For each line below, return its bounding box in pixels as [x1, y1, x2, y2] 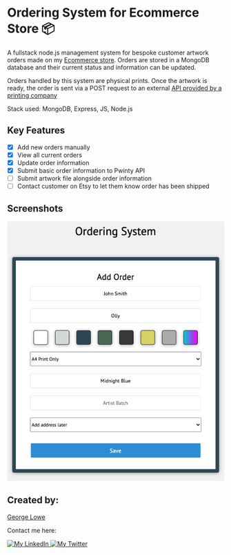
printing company [7, 91, 57, 100]
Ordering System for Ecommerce [7, 5, 200, 21]
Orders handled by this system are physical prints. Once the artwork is [7, 76, 208, 84]
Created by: [7, 494, 59, 506]
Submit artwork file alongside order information [17, 174, 152, 182]
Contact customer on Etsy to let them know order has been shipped [17, 182, 210, 191]
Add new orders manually [17, 143, 91, 151]
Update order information [17, 158, 90, 167]
